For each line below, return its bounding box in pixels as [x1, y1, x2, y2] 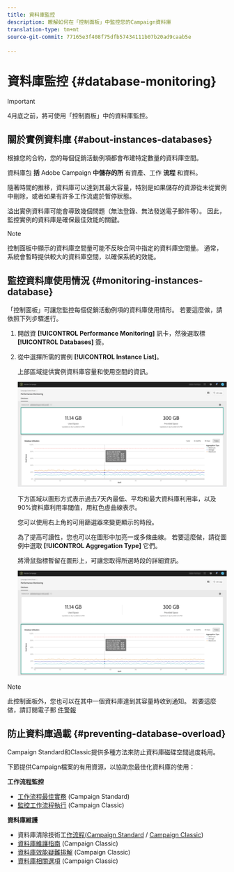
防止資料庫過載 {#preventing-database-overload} [7, 728, 226, 740]
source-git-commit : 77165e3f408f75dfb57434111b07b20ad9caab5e [7, 33, 192, 40]
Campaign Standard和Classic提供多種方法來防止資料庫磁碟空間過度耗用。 [7, 747, 219, 756]
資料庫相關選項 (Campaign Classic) [17, 857, 118, 865]
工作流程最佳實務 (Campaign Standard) [17, 792, 130, 800]
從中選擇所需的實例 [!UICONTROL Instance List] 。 [17, 352, 163, 361]
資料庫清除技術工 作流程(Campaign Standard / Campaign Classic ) [17, 830, 204, 839]
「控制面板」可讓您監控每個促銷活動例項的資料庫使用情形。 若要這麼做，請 [7, 305, 223, 313]
